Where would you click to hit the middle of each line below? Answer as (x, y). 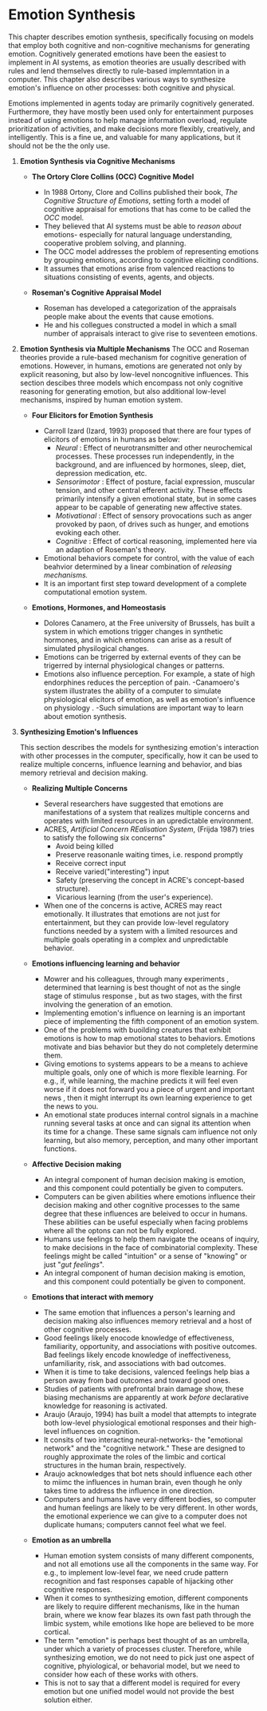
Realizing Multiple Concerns (80, 788)
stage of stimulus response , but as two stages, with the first (143, 995)
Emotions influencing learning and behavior (106, 963)
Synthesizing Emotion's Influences (79, 732)
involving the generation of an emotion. (108, 1004)
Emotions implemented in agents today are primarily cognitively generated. (132, 103)
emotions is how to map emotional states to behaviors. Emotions (149, 1038)
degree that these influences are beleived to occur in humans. (145, 1213)
